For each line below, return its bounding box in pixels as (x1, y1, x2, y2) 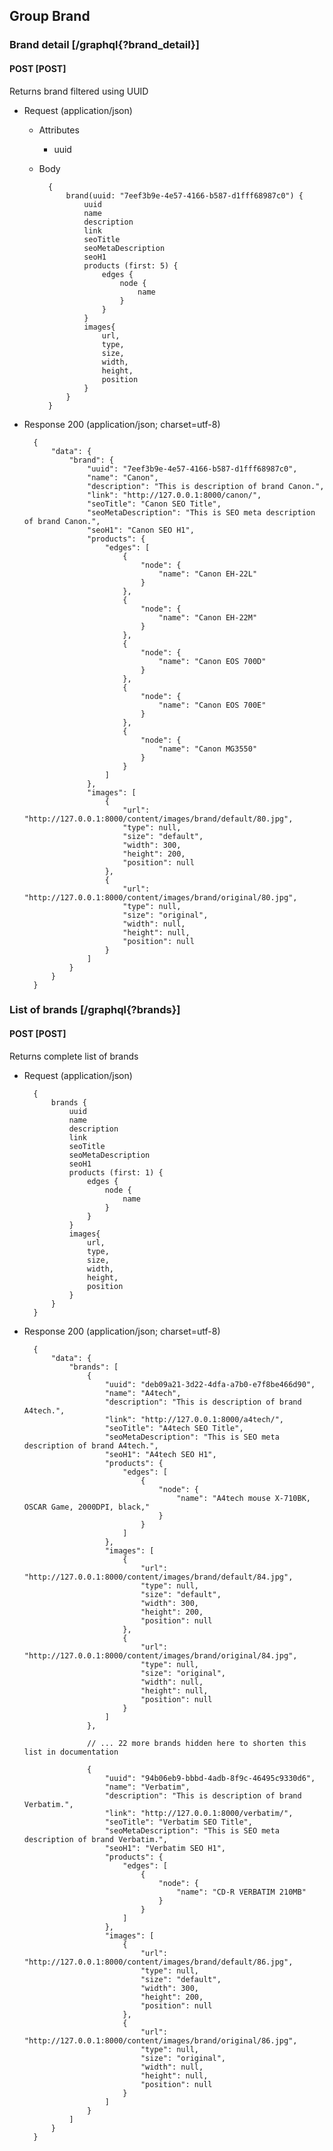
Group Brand (9, 8, 91, 25)
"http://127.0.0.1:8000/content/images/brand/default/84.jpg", (23, 1572, 294, 1582)
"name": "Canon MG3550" (158, 744, 258, 754)
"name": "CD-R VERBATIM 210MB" (176, 1887, 307, 1897)
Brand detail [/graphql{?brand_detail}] (9, 38, 200, 52)
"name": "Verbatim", (104, 1782, 191, 1792)
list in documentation (23, 1747, 119, 1757)
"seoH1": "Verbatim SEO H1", (104, 1843, 226, 1853)
